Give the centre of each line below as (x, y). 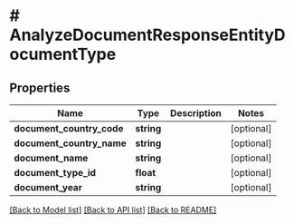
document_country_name (70, 143)
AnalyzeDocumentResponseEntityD (148, 35)
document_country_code (69, 128)
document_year (48, 187)
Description (196, 113)
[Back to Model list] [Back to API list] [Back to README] (113, 210)
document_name (51, 158)
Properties (40, 88)
